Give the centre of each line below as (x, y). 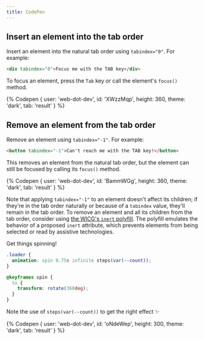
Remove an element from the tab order (81, 125)
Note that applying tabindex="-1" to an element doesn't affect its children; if (102, 199)
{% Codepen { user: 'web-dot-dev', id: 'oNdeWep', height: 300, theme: (95, 324)
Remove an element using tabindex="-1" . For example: (75, 140)
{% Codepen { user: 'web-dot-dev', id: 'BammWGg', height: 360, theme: (97, 181)
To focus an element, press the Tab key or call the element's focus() (92, 81)
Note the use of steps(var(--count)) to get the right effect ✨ (83, 312)
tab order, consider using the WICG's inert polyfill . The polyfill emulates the (102, 219)
